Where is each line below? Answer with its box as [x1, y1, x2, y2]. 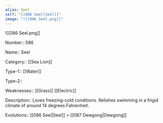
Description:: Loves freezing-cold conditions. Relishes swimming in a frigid [5, 97, 159, 103]
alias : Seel [5, 7, 30, 12]
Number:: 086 [5, 40, 34, 46]
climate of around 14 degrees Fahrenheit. [5, 103, 89, 109]
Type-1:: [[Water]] [5, 68, 42, 74]
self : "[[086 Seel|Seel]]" [5, 12, 61, 17]
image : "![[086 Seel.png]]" [5, 16, 64, 21]
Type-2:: [5, 78, 23, 84]
